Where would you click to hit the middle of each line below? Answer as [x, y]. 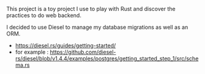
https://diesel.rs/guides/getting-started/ [65, 46]
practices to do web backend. [44, 15]
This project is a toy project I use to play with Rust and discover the [91, 9]
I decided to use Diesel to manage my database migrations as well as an [97, 27]
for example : [32, 52]
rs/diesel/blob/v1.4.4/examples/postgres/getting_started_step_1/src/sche [107, 58]
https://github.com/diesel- [83, 52]
